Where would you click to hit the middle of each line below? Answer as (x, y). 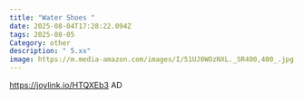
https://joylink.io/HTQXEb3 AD (66, 85)
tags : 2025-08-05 (42, 34)
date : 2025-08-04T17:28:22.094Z (70, 26)
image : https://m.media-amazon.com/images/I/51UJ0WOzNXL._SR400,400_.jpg (152, 59)
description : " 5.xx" (50, 51)
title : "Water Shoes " (52, 18)
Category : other (40, 43)
